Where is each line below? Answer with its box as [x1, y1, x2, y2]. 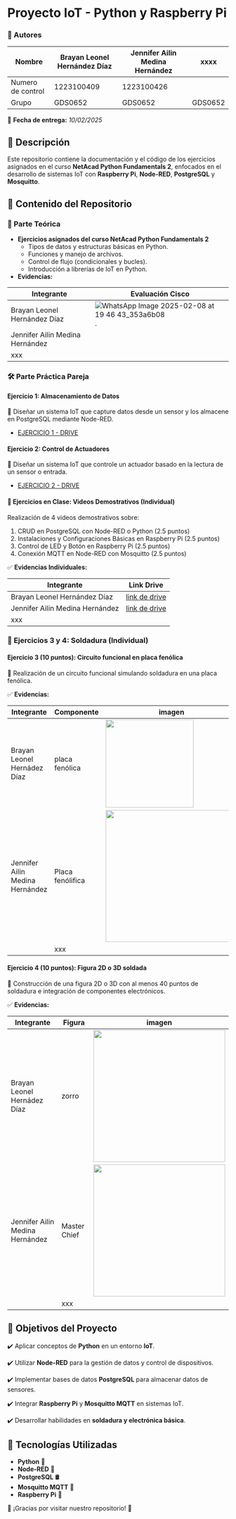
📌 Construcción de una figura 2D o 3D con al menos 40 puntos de [7, 979, 199, 988]
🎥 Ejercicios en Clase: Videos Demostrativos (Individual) [7, 497, 176, 506]
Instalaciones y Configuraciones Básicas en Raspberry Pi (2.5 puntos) [17, 534, 220, 542]
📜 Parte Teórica [7, 219, 61, 229]
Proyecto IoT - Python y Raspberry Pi [7, 5, 227, 21]
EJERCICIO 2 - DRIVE [17, 481, 80, 490]
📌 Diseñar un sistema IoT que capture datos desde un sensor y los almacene [7, 407, 229, 416]
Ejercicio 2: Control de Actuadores [7, 445, 110, 453]
